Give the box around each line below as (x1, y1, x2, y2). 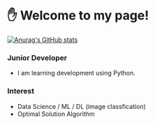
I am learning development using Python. (17, 69, 136, 78)
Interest (7, 87, 35, 96)
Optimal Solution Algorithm (17, 110, 96, 118)
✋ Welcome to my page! (7, 8, 149, 24)
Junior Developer (7, 52, 68, 62)
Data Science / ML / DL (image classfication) (17, 102, 147, 110)
